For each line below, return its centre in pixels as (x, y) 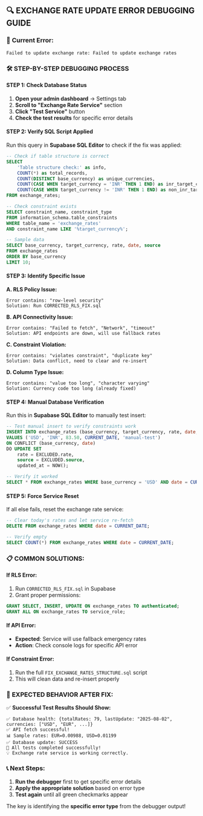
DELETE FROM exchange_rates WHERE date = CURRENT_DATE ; (78, 526)
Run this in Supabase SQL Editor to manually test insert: (76, 415)
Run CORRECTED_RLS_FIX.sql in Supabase (65, 588)
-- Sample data (25, 240)
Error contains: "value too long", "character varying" (78, 383)
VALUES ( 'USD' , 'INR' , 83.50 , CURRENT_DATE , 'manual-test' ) (84, 438)
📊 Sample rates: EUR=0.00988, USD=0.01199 (61, 736)
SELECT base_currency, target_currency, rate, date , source (84, 245)
